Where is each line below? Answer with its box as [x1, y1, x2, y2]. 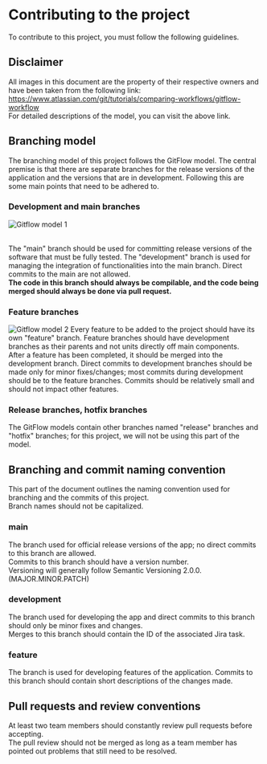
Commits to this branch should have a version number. [8, 557, 189, 566]
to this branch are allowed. [8, 548, 97, 558]
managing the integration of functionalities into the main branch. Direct [8, 260, 243, 270]
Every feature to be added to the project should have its [70, 325, 255, 334]
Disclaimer [8, 55, 64, 69]
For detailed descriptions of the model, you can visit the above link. [8, 111, 231, 121]
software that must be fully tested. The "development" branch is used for [8, 251, 251, 262]
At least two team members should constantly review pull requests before [8, 721, 253, 730]
